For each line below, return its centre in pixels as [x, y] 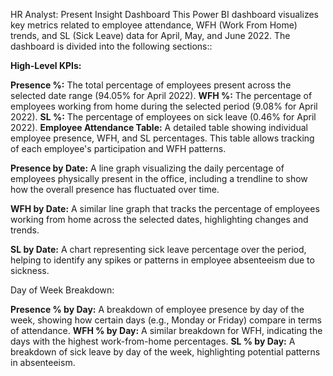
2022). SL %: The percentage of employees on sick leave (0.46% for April [163, 117]
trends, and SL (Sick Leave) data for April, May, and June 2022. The [150, 35]
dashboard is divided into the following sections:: [111, 46]
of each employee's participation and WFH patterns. [118, 148]
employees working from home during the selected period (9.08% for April [164, 106]
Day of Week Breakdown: [62, 290]
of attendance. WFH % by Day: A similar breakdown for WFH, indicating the [166, 330]
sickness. [30, 270]
